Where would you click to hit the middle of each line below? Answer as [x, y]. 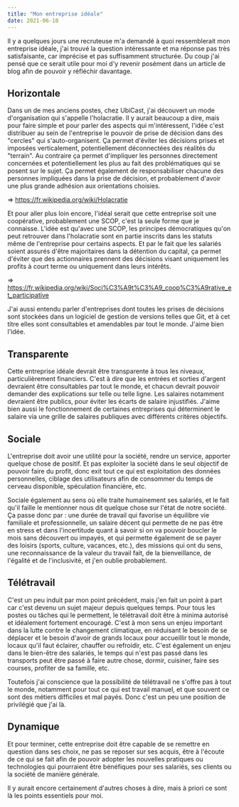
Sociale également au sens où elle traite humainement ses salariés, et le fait [118, 500]
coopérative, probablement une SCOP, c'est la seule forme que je [103, 221]
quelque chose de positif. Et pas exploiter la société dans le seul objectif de [118, 464]
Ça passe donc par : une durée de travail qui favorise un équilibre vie [108, 515]
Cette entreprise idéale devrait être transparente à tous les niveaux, [106, 371]
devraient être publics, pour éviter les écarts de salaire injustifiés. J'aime [114, 402]
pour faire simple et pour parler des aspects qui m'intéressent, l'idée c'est [116, 126]
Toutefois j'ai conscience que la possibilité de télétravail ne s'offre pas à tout [119, 682]
